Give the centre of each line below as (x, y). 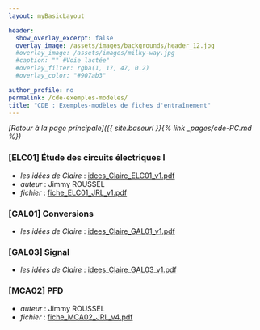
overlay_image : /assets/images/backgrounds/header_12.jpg (115, 45)
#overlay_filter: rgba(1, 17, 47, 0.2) (83, 68)
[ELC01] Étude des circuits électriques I (87, 158)
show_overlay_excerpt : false (65, 38)
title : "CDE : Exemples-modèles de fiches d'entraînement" (110, 105)
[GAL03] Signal (39, 252)
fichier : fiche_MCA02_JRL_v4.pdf (76, 317)
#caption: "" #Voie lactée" (63, 61)
